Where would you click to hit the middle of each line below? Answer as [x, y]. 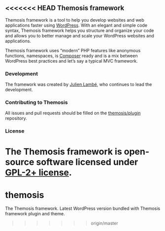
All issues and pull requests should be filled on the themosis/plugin [73, 113]
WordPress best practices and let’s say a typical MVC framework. [71, 61]
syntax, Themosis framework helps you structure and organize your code [80, 30]
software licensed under [87, 162]
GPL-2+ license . [39, 172]
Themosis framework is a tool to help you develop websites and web [75, 20]
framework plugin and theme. [35, 214]
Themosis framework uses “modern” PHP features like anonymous [73, 50]
